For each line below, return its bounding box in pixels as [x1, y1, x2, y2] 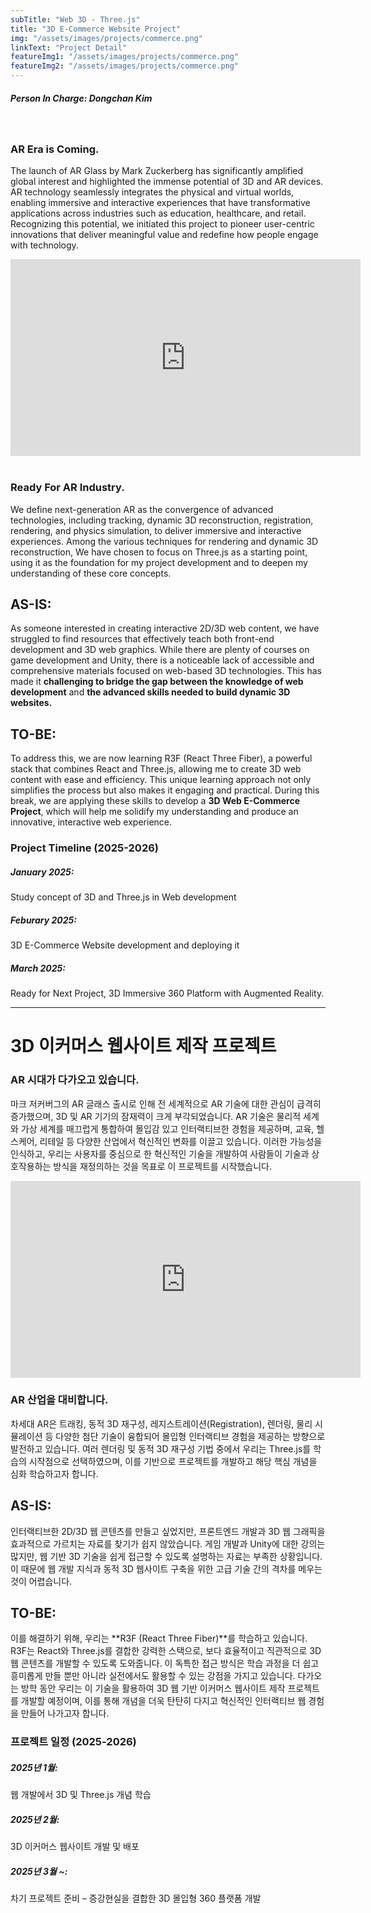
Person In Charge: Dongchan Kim [10, 92, 153, 104]
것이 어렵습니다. [10, 1575, 73, 1587]
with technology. [10, 239, 79, 251]
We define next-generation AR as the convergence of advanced [10, 503, 274, 515]
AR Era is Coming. [10, 142, 100, 156]
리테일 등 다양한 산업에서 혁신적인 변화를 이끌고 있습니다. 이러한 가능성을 [39, 1135, 323, 1147]
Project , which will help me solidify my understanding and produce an [10, 806, 299, 818]
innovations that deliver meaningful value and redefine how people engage [10, 229, 319, 241]
